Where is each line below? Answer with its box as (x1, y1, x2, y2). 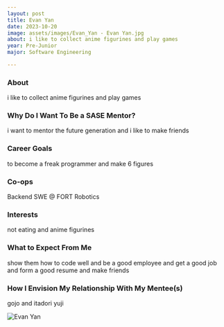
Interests (7, 209, 38, 219)
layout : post (7, 10, 45, 17)
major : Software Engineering (7, 49, 92, 56)
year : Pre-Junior (7, 42, 58, 49)
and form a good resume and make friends (7, 266, 130, 274)
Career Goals (7, 143, 53, 153)
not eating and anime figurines (7, 226, 95, 234)
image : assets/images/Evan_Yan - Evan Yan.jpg (7, 29, 144, 37)
